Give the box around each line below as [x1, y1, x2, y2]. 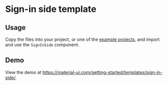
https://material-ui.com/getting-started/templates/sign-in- [42, 69, 163, 75]
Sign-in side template [5, 3, 97, 15]
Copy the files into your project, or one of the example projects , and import [5, 36, 160, 42]
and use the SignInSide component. [5, 42, 79, 48]
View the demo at [5, 69, 42, 75]
